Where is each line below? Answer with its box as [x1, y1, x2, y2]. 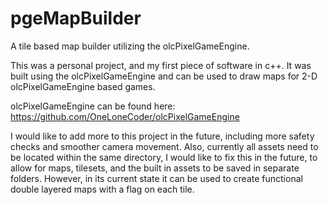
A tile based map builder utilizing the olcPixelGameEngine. [10, 40, 250, 52]
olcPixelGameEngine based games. [10, 80, 156, 92]
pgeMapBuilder [10, 7, 142, 30]
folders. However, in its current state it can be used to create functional [10, 172, 303, 184]
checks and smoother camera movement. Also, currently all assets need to [10, 140, 319, 152]
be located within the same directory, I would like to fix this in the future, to [10, 151, 318, 163]
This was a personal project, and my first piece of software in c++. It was [10, 59, 312, 71]
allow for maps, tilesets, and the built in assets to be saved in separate [10, 162, 300, 174]
